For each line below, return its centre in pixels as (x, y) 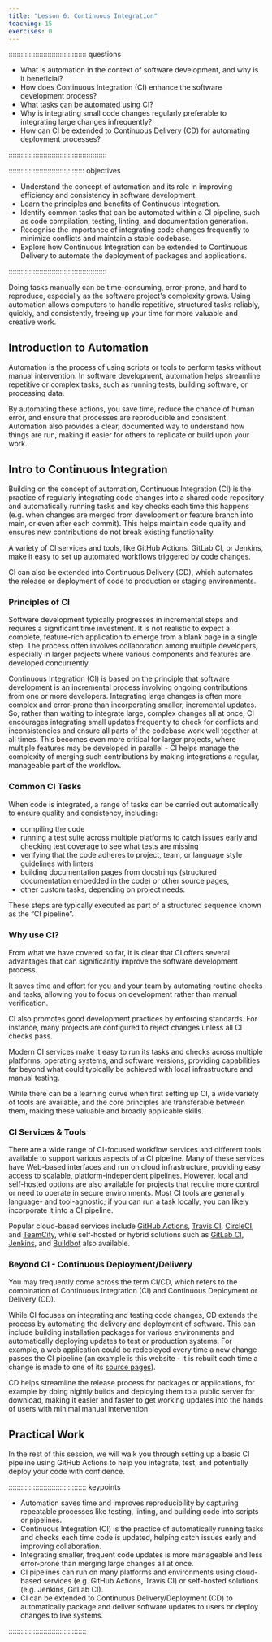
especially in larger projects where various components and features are (130, 654)
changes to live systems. (62, 1616)
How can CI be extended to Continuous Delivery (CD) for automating (135, 130)
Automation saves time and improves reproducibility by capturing (129, 1503)
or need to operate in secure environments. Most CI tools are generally (127, 1193)
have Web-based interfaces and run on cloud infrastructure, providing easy (135, 1167)
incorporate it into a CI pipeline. (61, 1210)
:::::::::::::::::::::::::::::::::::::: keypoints (65, 1487)
